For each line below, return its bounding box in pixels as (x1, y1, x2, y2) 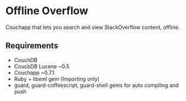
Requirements (5, 41, 58, 51)
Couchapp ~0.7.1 (14, 69, 55, 76)
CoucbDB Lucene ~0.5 (14, 63, 70, 70)
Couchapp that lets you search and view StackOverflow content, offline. (5, 24, 180, 31)
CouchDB (14, 56, 38, 63)
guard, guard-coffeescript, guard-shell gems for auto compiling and (14, 82, 179, 89)
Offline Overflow (5, 4, 89, 18)
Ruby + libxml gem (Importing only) (14, 75, 100, 82)
